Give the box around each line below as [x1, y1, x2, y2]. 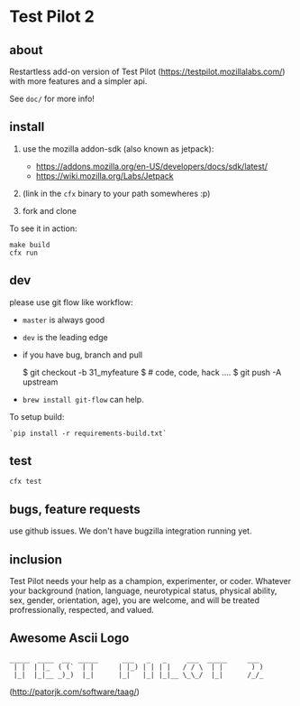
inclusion [9, 552, 63, 567]
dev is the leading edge [22, 331, 108, 342]
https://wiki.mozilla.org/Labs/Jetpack [35, 170, 174, 181]
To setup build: [9, 411, 65, 422]
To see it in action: [9, 223, 77, 234]
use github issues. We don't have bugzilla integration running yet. [9, 525, 252, 536]
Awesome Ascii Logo [9, 630, 130, 646]
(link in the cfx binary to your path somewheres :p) [22, 188, 211, 199]
